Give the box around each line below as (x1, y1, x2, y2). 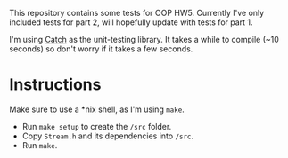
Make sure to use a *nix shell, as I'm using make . (9, 104, 185, 115)
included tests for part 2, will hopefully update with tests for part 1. (9, 17, 253, 28)
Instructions (9, 75, 102, 95)
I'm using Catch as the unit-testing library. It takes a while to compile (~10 (9, 35, 279, 44)
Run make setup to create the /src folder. (21, 121, 172, 131)
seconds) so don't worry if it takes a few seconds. (9, 43, 193, 54)
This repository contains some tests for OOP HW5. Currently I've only (9, 8, 265, 18)
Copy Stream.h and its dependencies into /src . (21, 130, 194, 141)
